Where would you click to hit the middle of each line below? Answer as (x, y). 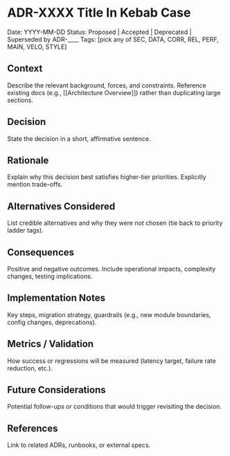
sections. (20, 100)
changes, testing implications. (50, 276)
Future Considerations (56, 390)
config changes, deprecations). (52, 322)
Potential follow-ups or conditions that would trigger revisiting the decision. (114, 407)
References (33, 428)
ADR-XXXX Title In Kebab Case (99, 13)
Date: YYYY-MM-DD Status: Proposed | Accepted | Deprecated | (99, 32)
